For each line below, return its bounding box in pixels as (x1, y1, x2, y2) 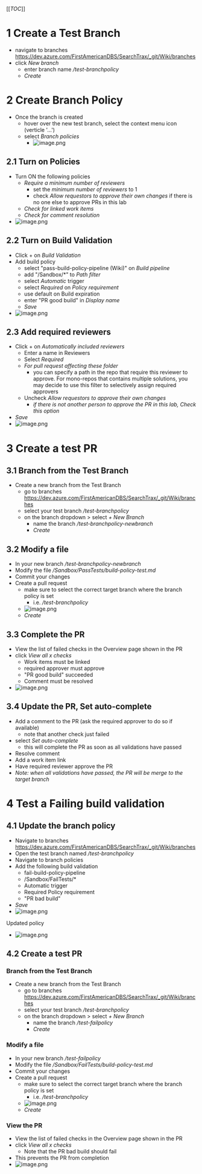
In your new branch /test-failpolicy (14, 1054, 101, 1062)
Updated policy (6, 919, 44, 926)
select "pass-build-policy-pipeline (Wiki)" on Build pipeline (24, 264, 170, 271)
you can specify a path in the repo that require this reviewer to (33, 369, 188, 376)
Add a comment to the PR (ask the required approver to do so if (14, 717, 173, 725)
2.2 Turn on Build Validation (6, 236, 113, 246)
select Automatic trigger (24, 277, 84, 284)
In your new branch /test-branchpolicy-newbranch (14, 560, 142, 568)
